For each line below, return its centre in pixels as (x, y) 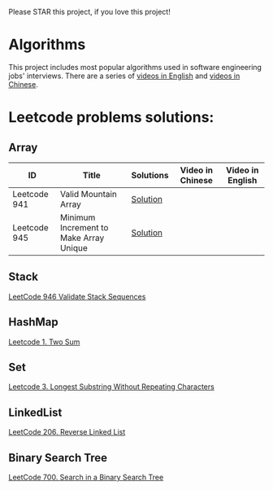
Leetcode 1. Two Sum (44, 342)
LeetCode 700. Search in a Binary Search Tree (86, 477)
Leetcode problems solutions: (111, 118)
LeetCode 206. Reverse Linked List (67, 432)
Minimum (78, 217)
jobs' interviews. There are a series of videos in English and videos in (124, 76)
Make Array (82, 238)
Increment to (84, 227)
